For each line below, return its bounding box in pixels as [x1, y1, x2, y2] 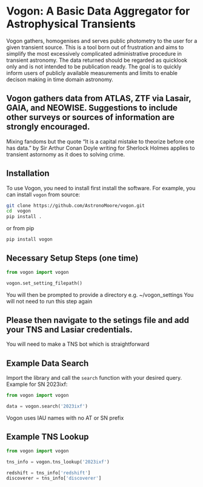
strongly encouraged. [6, 122, 90, 132]
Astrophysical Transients [6, 17, 136, 31]
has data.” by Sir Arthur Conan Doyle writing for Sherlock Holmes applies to [6, 144, 195, 151]
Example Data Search [6, 358, 89, 368]
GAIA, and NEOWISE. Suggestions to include [6, 103, 178, 113]
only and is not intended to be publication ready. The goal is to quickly [6, 62, 182, 70]
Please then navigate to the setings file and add [6, 315, 190, 325]
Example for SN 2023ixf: [6, 380, 68, 388]
